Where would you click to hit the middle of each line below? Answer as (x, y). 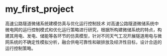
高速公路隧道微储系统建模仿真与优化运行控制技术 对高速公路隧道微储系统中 (82, 23)
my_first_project (40, 9)
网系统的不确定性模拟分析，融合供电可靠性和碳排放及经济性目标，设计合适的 (83, 42)
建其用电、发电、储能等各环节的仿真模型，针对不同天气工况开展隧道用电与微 (83, 36)
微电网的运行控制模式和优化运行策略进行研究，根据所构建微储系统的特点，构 (83, 29)
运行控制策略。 (20, 48)
